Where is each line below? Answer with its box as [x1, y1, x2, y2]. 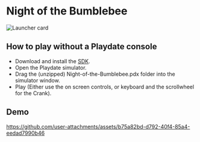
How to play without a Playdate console [6, 42, 157, 52]
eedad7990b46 [6, 129, 45, 137]
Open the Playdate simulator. [14, 64, 87, 71]
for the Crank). [14, 89, 52, 97]
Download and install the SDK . [14, 57, 90, 64]
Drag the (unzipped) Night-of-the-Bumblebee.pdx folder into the [14, 70, 176, 78]
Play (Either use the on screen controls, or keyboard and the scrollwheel [14, 83, 195, 90]
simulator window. [14, 76, 60, 84]
